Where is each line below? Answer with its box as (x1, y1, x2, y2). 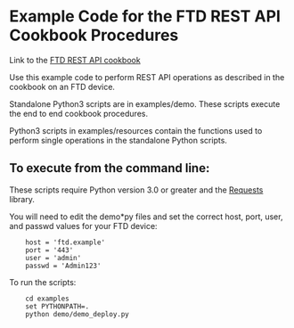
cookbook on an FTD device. (9, 81, 116, 92)
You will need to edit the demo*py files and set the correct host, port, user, (9, 211, 283, 222)
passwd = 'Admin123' (25, 261, 102, 270)
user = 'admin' (25, 253, 82, 262)
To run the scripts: (9, 276, 77, 287)
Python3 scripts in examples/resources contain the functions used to (9, 125, 263, 135)
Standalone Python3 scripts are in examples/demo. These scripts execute (9, 98, 281, 109)
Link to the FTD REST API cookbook (9, 54, 141, 65)
